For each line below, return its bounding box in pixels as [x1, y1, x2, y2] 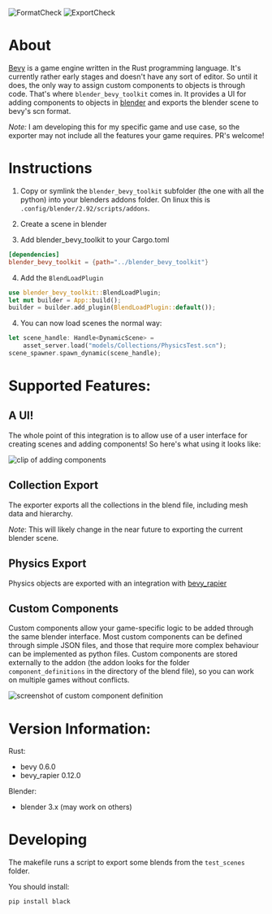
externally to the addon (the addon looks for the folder [8, 658, 190, 668]
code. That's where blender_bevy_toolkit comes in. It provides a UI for [8, 89, 247, 98]
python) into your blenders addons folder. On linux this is [19, 194, 211, 204]
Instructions [8, 159, 93, 178]
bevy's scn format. [8, 106, 71, 115]
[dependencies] [8, 250, 60, 259]
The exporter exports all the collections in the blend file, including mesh [8, 500, 248, 510]
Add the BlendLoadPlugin [19, 272, 104, 282]
